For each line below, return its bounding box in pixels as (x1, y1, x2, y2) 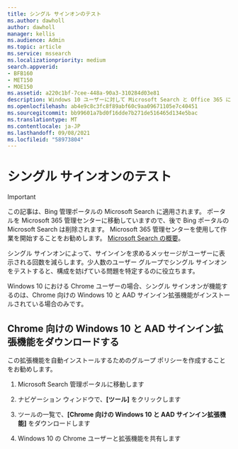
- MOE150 (7, 83, 33, 90)
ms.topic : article (7, 43, 62, 50)
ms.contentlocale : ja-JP (7, 122, 81, 130)
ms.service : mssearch (7, 50, 72, 58)
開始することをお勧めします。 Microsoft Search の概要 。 (19, 234, 185, 242)
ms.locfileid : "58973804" (7, 136, 84, 143)
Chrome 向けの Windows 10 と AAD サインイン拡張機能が (31, 291, 200, 299)
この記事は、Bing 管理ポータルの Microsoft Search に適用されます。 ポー (7, 207, 220, 216)
